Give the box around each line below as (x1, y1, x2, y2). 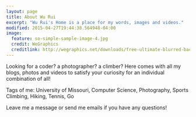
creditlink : (11, 47, 41, 53)
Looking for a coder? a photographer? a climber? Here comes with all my (6, 63, 181, 70)
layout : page (6, 8, 38, 15)
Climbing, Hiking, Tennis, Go (6, 92, 74, 99)
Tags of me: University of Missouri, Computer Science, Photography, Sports (6, 86, 188, 94)
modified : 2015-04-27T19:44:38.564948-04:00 (6, 25, 116, 31)
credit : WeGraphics (11, 42, 59, 47)
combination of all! (6, 75, 51, 82)
